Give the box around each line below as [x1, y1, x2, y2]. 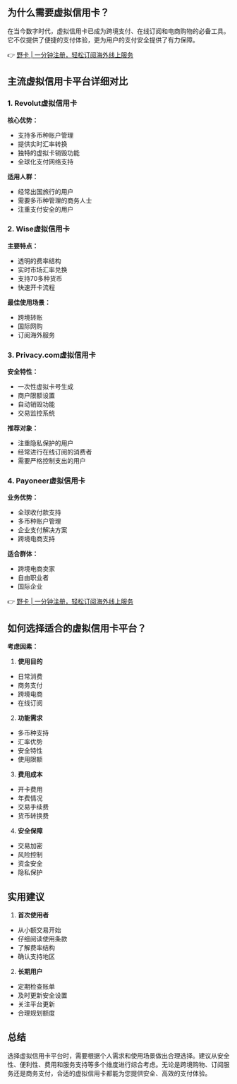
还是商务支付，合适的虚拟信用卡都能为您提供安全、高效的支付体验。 [13, 1068, 212, 1078]
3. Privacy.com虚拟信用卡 [7, 350, 97, 360]
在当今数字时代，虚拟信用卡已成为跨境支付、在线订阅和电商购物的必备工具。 [7, 27, 230, 35]
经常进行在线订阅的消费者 [17, 447, 92, 457]
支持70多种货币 [17, 274, 63, 282]
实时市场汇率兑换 [17, 265, 68, 274]
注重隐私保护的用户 [17, 439, 74, 447]
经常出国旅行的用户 [17, 187, 74, 195]
